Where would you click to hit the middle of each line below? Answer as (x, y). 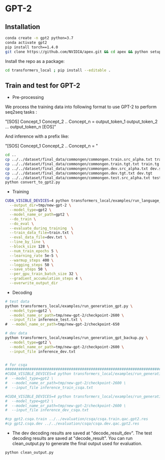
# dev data (16, 333)
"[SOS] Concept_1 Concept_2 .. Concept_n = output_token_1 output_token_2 (82, 122)
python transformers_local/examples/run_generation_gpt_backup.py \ (77, 338)
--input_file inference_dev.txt (43, 352)
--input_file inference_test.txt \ (46, 320)
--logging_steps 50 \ (32, 265)
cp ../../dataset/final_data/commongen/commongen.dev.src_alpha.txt (77, 169)
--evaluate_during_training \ (41, 228)
